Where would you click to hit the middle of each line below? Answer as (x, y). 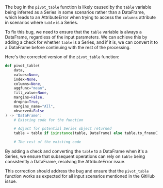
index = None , (26, 79)
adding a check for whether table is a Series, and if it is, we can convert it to (81, 42)
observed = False (29, 111)
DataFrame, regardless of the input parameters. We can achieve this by (76, 37)
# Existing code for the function (49, 120)
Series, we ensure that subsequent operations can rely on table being (75, 156)
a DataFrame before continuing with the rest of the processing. (68, 47)
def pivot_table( (23, 66)
